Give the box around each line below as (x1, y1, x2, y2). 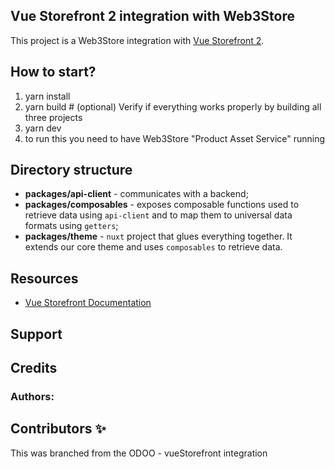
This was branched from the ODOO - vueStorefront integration (10, 447, 268, 459)
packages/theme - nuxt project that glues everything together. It (24, 230, 293, 243)
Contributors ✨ (10, 420, 107, 438)
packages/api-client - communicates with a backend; (24, 188, 249, 200)
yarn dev (24, 122, 62, 134)
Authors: (10, 389, 55, 403)
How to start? (10, 64, 97, 81)
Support (10, 325, 63, 343)
